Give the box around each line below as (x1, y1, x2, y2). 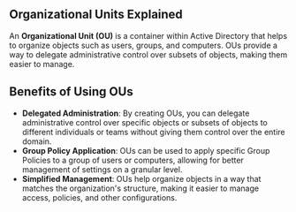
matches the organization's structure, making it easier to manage (21, 183, 259, 193)
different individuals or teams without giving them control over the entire (21, 126, 285, 137)
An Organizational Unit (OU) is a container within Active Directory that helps (9, 30, 288, 41)
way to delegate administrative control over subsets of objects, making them (9, 49, 288, 60)
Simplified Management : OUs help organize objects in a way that (21, 173, 262, 184)
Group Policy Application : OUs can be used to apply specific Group (21, 145, 270, 155)
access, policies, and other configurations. (21, 192, 178, 202)
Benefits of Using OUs (9, 84, 134, 100)
